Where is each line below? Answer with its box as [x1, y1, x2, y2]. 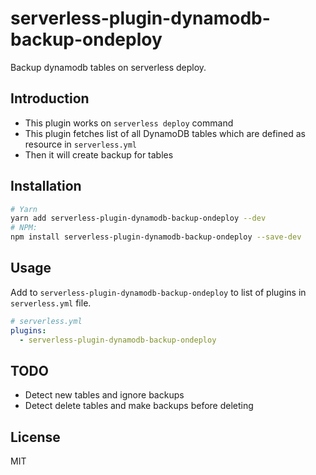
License [10, 428, 61, 446]
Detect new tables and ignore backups [24, 389, 185, 401]
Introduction [10, 90, 90, 107]
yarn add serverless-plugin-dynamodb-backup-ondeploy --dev [10, 213, 267, 224]
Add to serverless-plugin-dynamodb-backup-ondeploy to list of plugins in [10, 286, 307, 298]
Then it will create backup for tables [24, 148, 174, 161]
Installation [10, 178, 82, 195]
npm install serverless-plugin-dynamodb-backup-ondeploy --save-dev [10, 232, 302, 242]
